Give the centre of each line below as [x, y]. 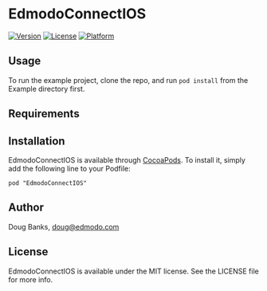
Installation [37, 141]
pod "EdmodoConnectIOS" [48, 183]
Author [26, 208]
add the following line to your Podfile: [70, 168]
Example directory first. [47, 88]
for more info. [31, 279]
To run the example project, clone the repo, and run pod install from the [128, 80]
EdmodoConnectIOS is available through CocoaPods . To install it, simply [127, 159]
